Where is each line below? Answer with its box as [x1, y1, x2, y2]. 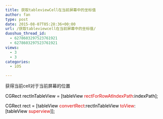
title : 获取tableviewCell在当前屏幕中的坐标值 [5, 7, 96, 13]
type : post [5, 17, 28, 22]
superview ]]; [28, 108, 55, 114]
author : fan [5, 12, 30, 17]
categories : [5, 59, 30, 64]
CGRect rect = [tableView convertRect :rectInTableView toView [5, 103, 135, 109]
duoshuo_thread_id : [5, 31, 47, 36]
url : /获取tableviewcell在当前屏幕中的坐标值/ [5, 26, 96, 31]
